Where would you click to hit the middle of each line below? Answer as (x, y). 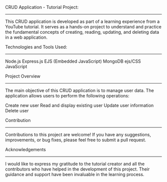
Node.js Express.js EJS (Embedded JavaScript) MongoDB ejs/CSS (73, 61)
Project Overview (23, 76)
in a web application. (26, 37)
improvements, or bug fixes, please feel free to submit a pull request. (76, 140)
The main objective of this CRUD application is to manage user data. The (80, 91)
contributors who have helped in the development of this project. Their (78, 169)
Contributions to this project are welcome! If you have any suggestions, (78, 135)
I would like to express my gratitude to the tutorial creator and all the (75, 164)
